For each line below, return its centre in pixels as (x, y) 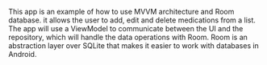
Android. (23, 54)
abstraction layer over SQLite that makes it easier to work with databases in (134, 46)
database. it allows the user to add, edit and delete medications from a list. (132, 20)
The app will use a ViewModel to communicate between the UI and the (126, 28)
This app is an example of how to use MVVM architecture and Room (121, 12)
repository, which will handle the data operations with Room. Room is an (128, 37)
